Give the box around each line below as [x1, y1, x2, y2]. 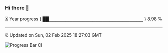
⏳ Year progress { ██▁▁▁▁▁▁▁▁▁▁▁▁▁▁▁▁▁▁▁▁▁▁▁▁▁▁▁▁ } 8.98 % [5, 16, 162, 22]
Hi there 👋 [5, 4, 30, 11]
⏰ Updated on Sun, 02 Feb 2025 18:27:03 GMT [5, 32, 102, 38]
